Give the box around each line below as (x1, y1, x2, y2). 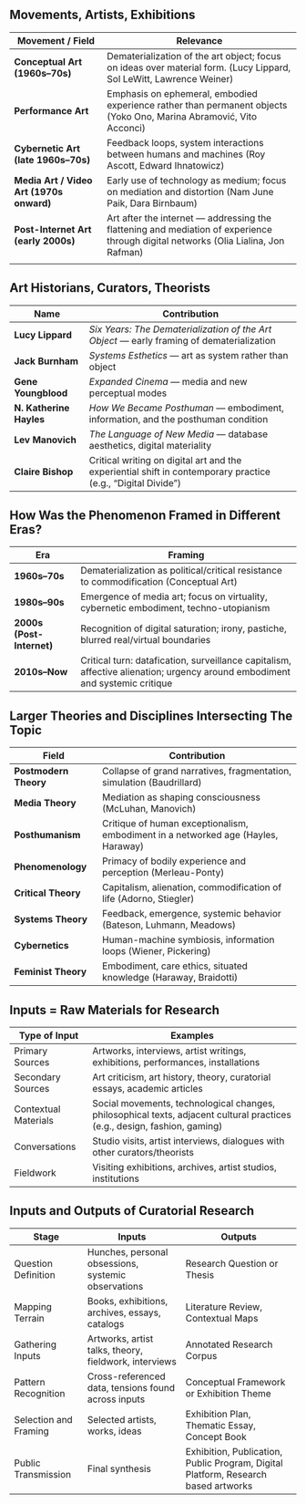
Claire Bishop (14, 465, 74, 478)
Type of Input (18, 1030, 79, 1042)
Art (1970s (14, 185, 64, 198)
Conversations (14, 1140, 76, 1153)
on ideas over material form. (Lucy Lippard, (107, 61, 291, 74)
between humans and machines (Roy (107, 148, 266, 161)
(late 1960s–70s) (14, 153, 91, 166)
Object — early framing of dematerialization (88, 334, 276, 347)
